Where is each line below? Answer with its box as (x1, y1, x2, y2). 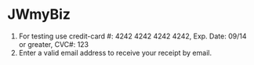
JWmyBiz (7, 5, 71, 23)
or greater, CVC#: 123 (18, 39, 89, 49)
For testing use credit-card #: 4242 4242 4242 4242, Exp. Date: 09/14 (18, 31, 247, 41)
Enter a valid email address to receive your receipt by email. (18, 48, 212, 57)
